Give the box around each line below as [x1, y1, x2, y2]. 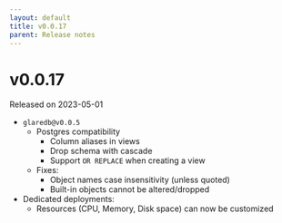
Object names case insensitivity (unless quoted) [49, 174, 230, 186]
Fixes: [35, 165, 59, 176]
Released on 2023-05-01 [9, 99, 104, 110]
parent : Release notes [9, 30, 96, 39]
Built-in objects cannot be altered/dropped [49, 184, 210, 195]
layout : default [9, 13, 71, 23]
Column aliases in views [49, 136, 141, 147]
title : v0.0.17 [9, 22, 67, 31]
